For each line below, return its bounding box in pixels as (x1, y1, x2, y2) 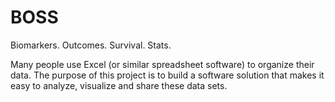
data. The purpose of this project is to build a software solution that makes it (10, 69, 325, 81)
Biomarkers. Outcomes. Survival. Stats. (10, 39, 172, 51)
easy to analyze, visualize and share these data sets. (10, 79, 228, 91)
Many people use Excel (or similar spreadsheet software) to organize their (10, 58, 315, 70)
